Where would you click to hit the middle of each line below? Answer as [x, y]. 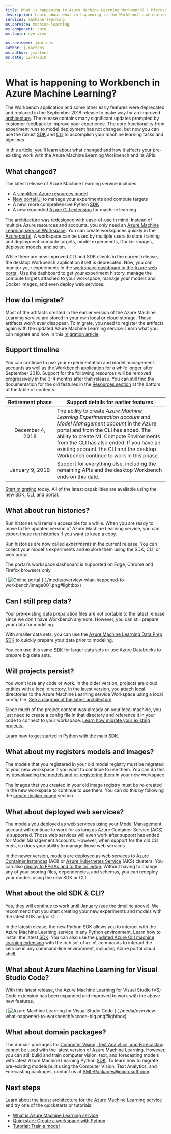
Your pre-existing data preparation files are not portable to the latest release [85, 613]
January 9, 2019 [30, 470]
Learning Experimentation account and [104, 417]
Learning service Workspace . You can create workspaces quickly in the [81, 231]
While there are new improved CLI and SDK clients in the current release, [82, 257]
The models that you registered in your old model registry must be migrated [85, 764]
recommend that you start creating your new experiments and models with [83, 911]
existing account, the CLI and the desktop [106, 449]
